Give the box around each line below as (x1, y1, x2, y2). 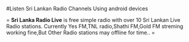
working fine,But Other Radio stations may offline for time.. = (6, 29, 155, 36)
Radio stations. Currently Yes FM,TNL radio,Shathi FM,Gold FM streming (6, 23, 184, 30)
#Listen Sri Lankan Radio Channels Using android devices (6, 5, 148, 12)
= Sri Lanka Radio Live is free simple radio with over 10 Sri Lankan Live (6, 17, 181, 23)
